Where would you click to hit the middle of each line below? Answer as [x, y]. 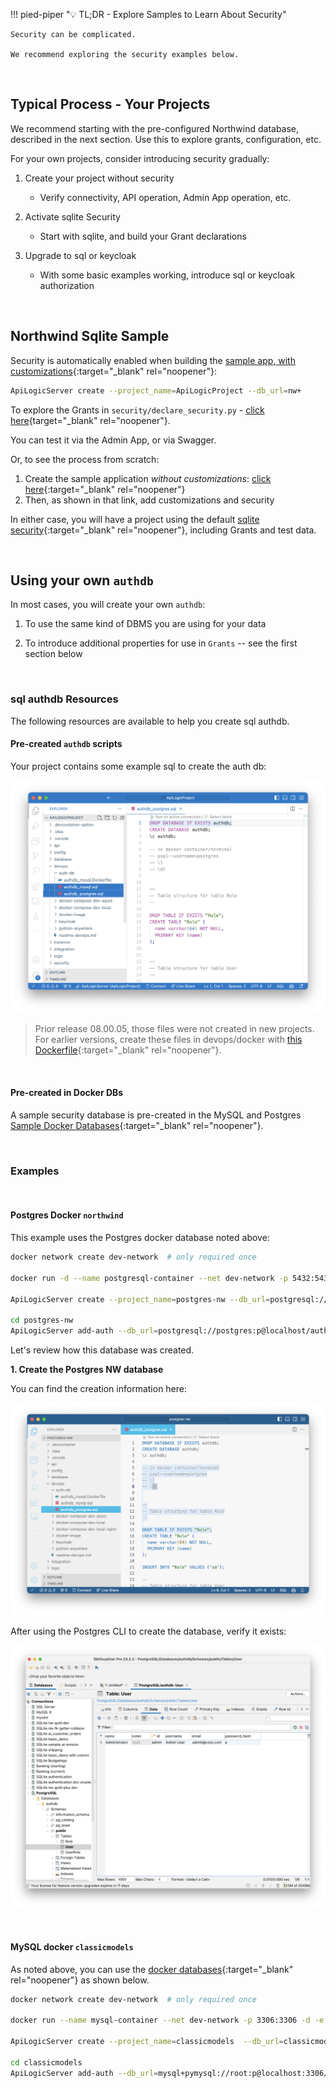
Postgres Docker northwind [67, 1215]
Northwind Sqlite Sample [90, 336]
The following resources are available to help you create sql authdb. [150, 721]
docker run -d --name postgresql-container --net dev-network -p [149, 1278]
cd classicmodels [46, 2062]
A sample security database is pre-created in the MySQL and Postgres [156, 1115]
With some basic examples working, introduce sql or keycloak [167, 275]
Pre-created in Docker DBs [67, 1092]
